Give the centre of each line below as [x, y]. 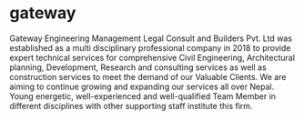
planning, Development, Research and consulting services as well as [138, 67]
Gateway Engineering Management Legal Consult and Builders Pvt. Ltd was [151, 38]
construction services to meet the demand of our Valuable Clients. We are [148, 76]
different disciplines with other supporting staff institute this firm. [131, 105]
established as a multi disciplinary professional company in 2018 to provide [150, 47]
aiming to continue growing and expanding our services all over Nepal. [142, 86]
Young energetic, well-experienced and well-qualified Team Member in [142, 96]
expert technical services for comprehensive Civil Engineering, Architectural [152, 57]
